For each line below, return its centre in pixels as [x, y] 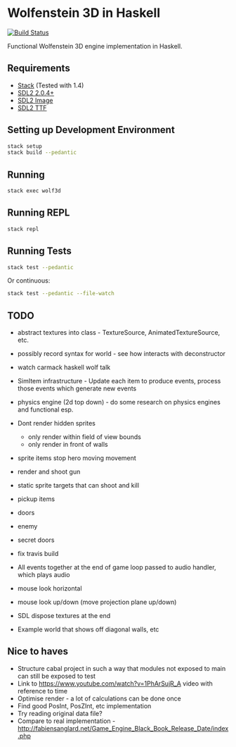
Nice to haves [38, 652]
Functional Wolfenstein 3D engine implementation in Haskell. [95, 46]
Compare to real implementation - [66, 721]
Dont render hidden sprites [57, 424]
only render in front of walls [68, 445]
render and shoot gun [49, 472]
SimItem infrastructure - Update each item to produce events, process [119, 381]
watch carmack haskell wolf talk [64, 367]
